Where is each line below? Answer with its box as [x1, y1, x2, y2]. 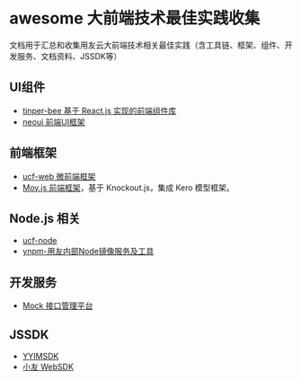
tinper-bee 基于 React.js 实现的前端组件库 [22, 105, 177, 116]
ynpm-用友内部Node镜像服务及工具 [22, 246, 155, 257]
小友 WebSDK [22, 361, 75, 372]
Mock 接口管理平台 [22, 300, 93, 311]
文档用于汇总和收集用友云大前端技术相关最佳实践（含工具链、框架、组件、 [9, 40, 285, 50]
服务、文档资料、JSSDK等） [16, 50, 122, 61]
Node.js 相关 [9, 210, 81, 225]
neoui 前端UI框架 [22, 116, 85, 127]
